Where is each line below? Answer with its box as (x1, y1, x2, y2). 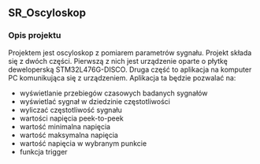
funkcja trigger (19, 147, 69, 156)
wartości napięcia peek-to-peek (19, 114, 124, 123)
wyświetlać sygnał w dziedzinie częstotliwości (19, 96, 171, 106)
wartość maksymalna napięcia (19, 130, 118, 140)
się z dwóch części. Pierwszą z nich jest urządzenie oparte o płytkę (8, 56, 228, 65)
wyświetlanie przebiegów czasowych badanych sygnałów (19, 88, 208, 98)
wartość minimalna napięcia (19, 121, 111, 131)
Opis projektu (8, 30, 61, 41)
